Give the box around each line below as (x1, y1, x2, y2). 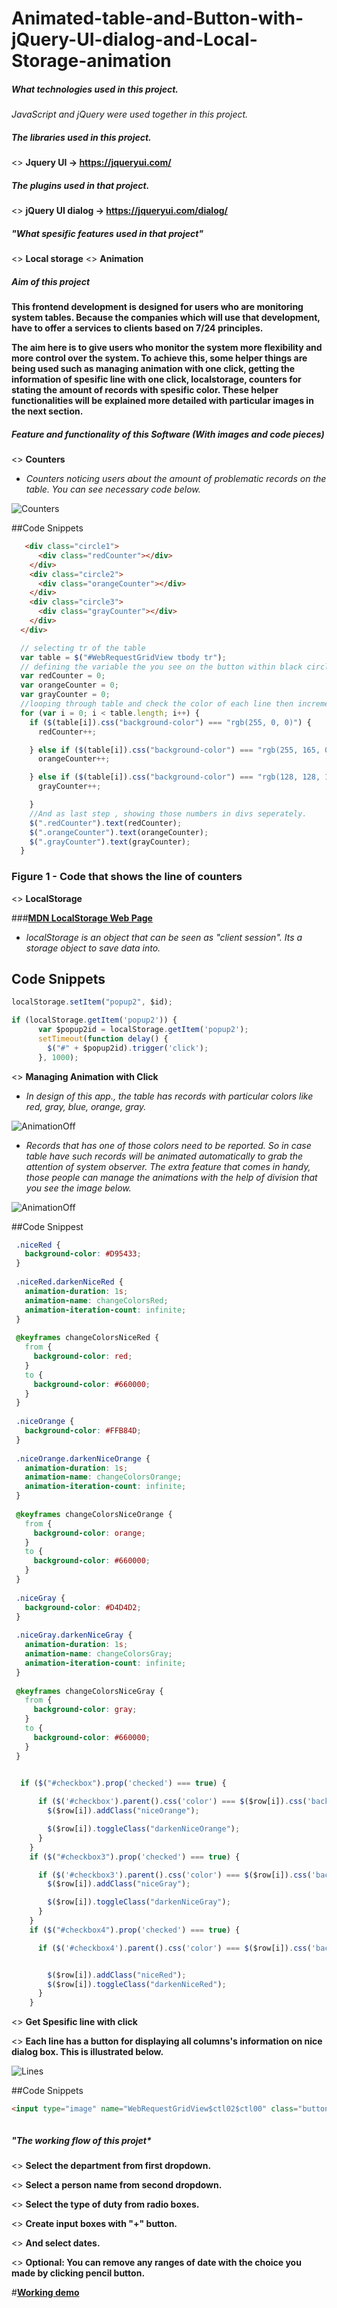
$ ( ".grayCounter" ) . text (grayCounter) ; (29, 837, 191, 847)
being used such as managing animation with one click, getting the (11, 363, 296, 375)
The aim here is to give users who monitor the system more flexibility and (11, 342, 323, 354)
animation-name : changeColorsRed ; (24, 1295, 169, 1306)
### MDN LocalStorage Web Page (11, 912, 153, 924)
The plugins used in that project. (11, 179, 150, 191)
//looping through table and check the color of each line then (20, 699, 294, 709)
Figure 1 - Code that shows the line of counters (11, 870, 243, 884)
